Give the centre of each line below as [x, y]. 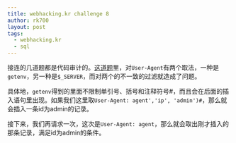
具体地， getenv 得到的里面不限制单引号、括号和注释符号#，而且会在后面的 [115, 91]
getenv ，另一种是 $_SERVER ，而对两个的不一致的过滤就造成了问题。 [104, 76]
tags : [15, 33]
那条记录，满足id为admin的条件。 [56, 132]
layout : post [27, 27]
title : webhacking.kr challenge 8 [58, 14]
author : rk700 [28, 20]
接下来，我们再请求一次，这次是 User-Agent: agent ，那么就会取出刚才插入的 [118, 124]
